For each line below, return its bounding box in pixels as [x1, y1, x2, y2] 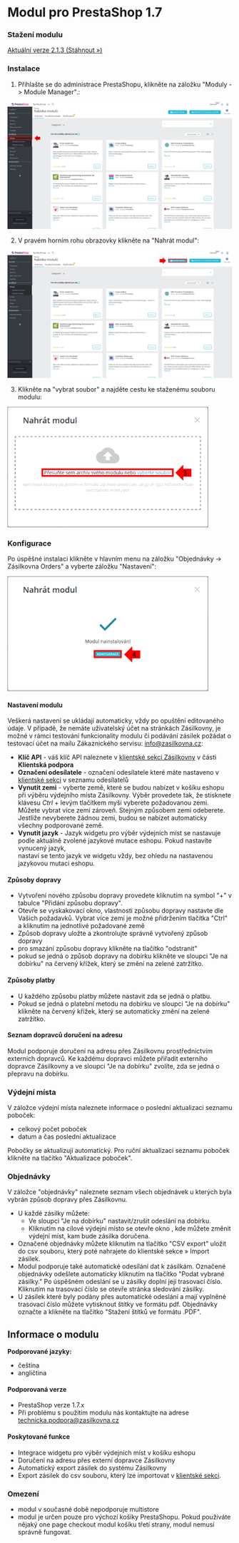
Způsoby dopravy [7, 875, 62, 884]
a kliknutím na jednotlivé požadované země [17, 922, 145, 930]
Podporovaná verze [7, 1385, 67, 1393]
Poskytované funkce [7, 1432, 70, 1441]
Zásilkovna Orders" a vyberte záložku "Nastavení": [7, 562, 157, 571]
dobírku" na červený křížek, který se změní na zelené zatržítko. [17, 959, 204, 968]
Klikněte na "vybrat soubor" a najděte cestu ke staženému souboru [17, 385, 215, 393]
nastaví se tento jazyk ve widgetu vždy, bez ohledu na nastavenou [17, 852, 213, 860]
